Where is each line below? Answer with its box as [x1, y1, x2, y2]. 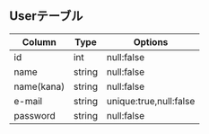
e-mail [13, 94, 43, 107]
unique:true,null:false [106, 94, 196, 107]
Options [133, 35, 169, 48]
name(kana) [13, 80, 65, 93]
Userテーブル [9, 8, 83, 24]
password [13, 109, 56, 121]
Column [22, 35, 57, 48]
